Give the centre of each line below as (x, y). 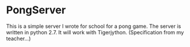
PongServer (36, 10)
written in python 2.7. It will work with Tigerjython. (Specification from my (95, 32)
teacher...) (19, 38)
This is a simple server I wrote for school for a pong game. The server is (94, 26)
